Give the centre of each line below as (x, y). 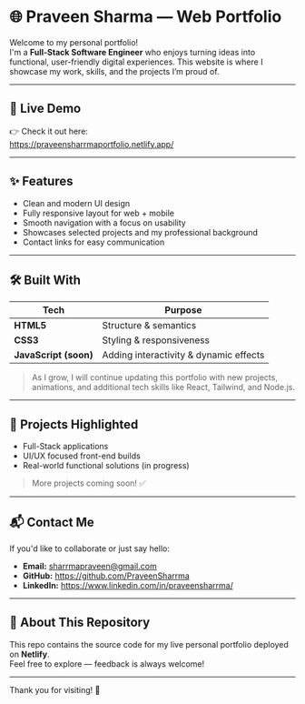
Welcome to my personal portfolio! (74, 42)
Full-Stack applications (65, 447)
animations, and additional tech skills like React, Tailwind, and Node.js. (163, 387)
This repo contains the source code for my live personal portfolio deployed (149, 644)
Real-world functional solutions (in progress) (106, 466)
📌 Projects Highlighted (74, 424)
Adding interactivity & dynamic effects (183, 355)
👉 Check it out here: (49, 131)
